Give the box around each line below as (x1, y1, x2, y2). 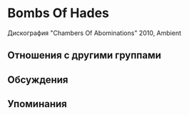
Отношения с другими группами (7, 49, 162, 61)
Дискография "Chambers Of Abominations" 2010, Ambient (7, 29, 182, 37)
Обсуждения (7, 74, 68, 86)
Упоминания (7, 98, 68, 110)
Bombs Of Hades (7, 5, 109, 21)
